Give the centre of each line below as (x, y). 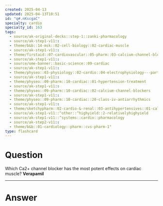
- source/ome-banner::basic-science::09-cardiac (59, 63)
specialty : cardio (24, 23)
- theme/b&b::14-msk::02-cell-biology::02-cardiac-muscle (69, 46)
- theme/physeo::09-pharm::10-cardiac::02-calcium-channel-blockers (80, 91)
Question (24, 155)
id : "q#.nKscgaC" (23, 18)
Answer (21, 198)
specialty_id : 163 (24, 28)
